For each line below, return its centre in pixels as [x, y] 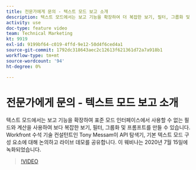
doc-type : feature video [37, 28]
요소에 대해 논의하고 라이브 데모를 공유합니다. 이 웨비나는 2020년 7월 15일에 [100, 142]
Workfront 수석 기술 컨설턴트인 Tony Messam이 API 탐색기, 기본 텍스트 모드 [95, 135]
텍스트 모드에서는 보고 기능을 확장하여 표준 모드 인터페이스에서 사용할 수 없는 [95, 120]
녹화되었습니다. [24, 150]
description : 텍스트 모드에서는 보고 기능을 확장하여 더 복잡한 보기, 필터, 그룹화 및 [98, 17]
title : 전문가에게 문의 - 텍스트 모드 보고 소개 [57, 12]
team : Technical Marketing [39, 34]
